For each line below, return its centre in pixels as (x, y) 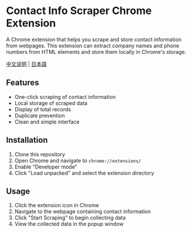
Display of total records (43, 109)
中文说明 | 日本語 (26, 64)
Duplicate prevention (40, 115)
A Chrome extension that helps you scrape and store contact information (94, 39)
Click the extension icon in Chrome (57, 205)
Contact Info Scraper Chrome (79, 11)
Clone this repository (40, 154)
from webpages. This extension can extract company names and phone (93, 46)
